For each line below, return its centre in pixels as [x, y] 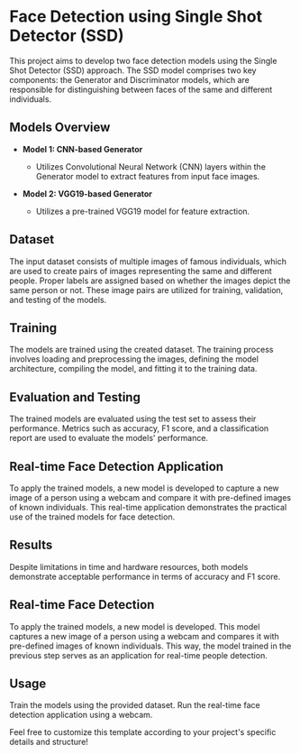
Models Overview [60, 128]
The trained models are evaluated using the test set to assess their [133, 419]
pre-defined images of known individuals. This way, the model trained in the [150, 646]
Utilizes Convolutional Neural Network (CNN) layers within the [150, 166]
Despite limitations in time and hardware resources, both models [129, 566]
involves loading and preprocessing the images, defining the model [134, 359]
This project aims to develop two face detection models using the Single [143, 60]
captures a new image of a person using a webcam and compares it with [144, 636]
